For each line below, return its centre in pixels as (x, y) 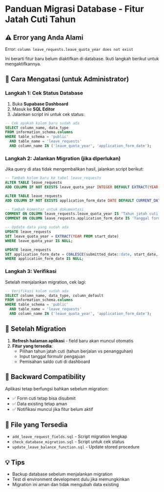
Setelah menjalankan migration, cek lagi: (46, 282)
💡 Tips (15, 462)
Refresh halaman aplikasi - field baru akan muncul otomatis (73, 340)
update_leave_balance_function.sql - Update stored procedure (76, 447)
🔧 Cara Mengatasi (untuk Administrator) (67, 79)
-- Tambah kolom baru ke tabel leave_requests (53, 178)
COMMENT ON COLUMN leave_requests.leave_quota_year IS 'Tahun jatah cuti (82, 214)
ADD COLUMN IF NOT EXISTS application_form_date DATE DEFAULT (70, 201)
